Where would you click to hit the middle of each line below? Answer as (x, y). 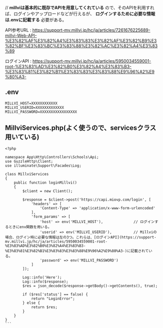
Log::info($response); (45, 281)
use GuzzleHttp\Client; (29, 161)
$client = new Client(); (48, 191)
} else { (31, 303)
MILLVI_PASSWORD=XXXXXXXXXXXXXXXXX (41, 112)
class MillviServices (27, 174)
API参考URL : (18, 30)
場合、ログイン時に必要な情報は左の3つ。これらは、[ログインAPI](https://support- (81, 237)
